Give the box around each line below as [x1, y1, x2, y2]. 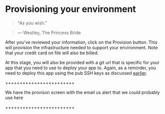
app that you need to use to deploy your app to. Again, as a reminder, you [5, 65, 156, 71]
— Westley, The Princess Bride [17, 29, 81, 35]
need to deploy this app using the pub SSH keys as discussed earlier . [5, 70, 148, 76]
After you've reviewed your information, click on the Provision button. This [5, 39, 158, 45]
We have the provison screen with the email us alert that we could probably [5, 89, 160, 95]
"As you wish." [17, 20, 47, 26]
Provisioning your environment [5, 3, 136, 15]
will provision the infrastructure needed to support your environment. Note [5, 44, 158, 50]
